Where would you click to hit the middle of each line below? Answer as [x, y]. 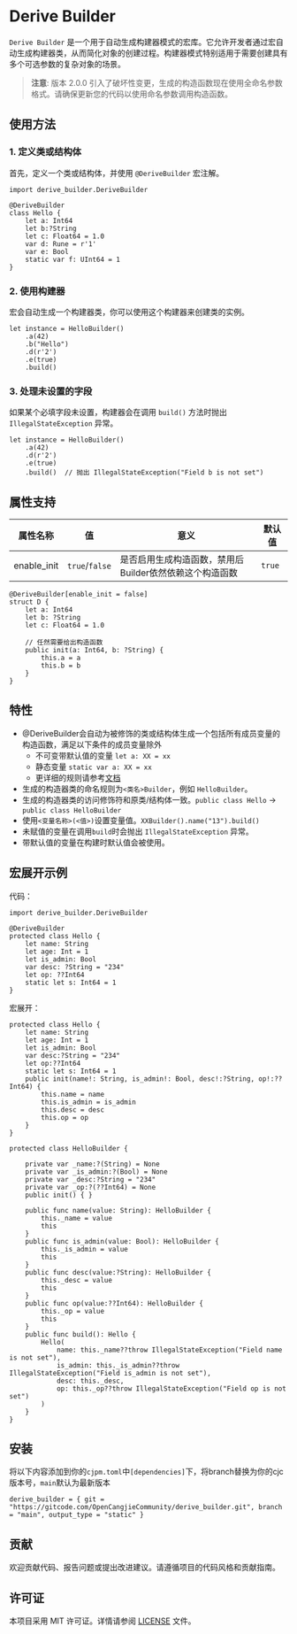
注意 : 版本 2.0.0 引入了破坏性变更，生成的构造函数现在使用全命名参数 [156, 82]
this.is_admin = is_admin [89, 1102]
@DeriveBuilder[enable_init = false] [79, 595]
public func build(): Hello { [81, 1334]
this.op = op [65, 1117]
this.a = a [61, 658]
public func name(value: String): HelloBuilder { [118, 1210]
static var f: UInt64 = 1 [73, 259]
